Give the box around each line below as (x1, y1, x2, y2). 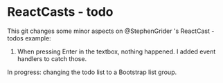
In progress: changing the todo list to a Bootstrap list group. (7, 68, 177, 76)
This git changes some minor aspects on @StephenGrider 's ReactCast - (7, 27, 215, 35)
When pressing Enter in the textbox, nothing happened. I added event (17, 47, 216, 56)
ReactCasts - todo (7, 4, 114, 20)
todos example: (7, 34, 51, 42)
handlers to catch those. (17, 54, 87, 62)
